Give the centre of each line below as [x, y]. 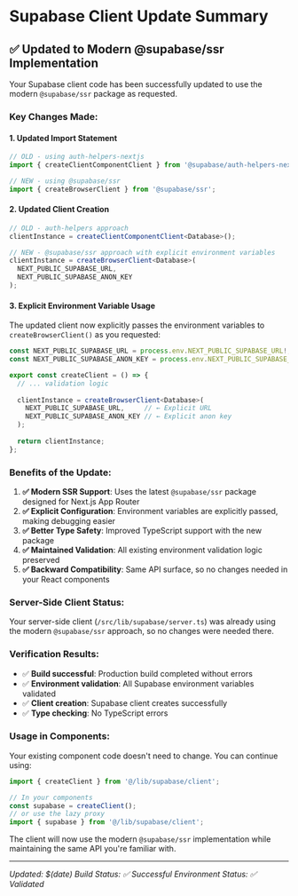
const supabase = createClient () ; [73, 805]
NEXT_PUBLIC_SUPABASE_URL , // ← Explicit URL [119, 408]
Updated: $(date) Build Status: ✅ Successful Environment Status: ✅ [133, 874]
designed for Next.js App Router [81, 501]
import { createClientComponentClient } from [94, 165]
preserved [41, 559]
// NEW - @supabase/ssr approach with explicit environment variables [142, 252]
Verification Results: [54, 654]
